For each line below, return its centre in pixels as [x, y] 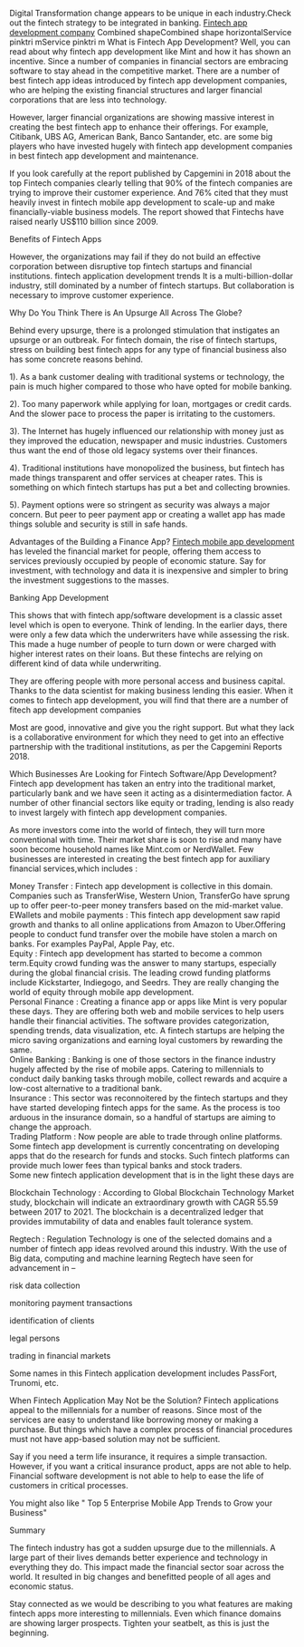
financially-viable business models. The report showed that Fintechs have [147, 212]
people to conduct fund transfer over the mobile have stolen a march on [143, 934]
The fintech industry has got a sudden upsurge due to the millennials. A [142, 1548]
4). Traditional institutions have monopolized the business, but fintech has [147, 468]
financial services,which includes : [74, 868]
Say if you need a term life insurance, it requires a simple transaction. [138, 1457]
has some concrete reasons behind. [76, 359]
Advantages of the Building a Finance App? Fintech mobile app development [152, 542]
